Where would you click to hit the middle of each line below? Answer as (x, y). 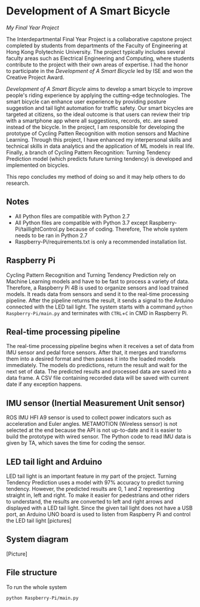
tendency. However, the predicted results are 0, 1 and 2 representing (90, 489)
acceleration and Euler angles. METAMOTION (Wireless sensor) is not (92, 424)
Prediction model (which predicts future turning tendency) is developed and (99, 158)
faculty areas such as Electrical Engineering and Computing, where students (100, 58)
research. (18, 183)
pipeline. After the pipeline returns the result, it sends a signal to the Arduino (100, 300)
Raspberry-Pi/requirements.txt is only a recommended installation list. (101, 242)
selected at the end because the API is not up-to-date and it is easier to (94, 430)
